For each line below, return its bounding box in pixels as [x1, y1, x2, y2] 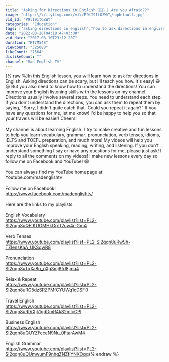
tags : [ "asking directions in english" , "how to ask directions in [5, 26, 147, 31]
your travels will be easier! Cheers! [5, 115, 77, 122]
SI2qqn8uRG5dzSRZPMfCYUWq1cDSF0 [5, 287, 88, 293]
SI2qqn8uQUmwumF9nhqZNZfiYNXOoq [5, 351, 89, 357]
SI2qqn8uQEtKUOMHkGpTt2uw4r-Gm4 [5, 223, 87, 229]
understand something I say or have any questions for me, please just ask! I [5, 148, 162, 154]
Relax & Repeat [5, 276, 37, 282]
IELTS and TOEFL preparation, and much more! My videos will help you [5, 137, 152, 143]
